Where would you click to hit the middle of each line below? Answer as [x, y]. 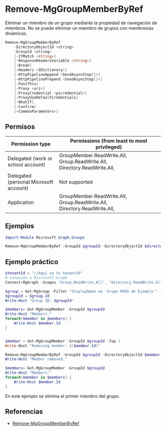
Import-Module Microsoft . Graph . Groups [45, 238]
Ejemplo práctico [32, 262]
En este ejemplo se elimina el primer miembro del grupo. [62, 396]
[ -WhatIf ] [24, 102]
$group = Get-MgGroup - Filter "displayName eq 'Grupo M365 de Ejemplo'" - [84, 291]
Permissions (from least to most [109, 141]
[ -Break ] [23, 65]
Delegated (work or [30, 158]
